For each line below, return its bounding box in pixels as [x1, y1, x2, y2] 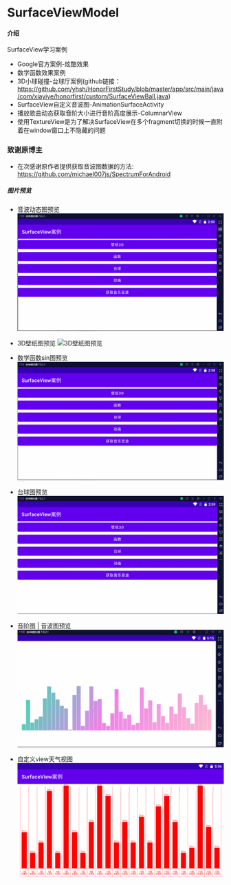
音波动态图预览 [16, 205, 60, 213]
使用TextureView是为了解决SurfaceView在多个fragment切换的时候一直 [16, 118, 217, 126]
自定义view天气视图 [16, 755, 74, 763]
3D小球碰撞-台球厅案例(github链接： [16, 77, 121, 85]
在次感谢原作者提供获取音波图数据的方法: [16, 162, 134, 170]
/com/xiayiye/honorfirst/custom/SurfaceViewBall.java [16, 92, 168, 100]
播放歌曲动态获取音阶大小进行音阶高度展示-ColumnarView [16, 109, 182, 118]
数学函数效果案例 [16, 69, 66, 77]
